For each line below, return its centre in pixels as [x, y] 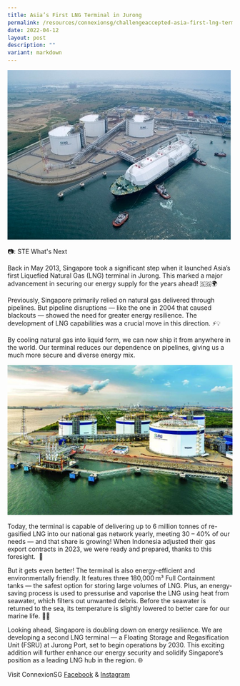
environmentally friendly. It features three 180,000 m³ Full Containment [111, 577]
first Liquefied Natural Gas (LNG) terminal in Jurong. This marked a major [115, 276]
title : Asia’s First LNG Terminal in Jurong [75, 15]
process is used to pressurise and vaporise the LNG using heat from [129, 593]
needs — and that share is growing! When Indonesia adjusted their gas [111, 541]
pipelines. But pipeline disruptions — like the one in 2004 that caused [110, 308]
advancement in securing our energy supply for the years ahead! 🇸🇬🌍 [112, 283]
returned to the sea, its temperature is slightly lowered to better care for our [119, 608]
